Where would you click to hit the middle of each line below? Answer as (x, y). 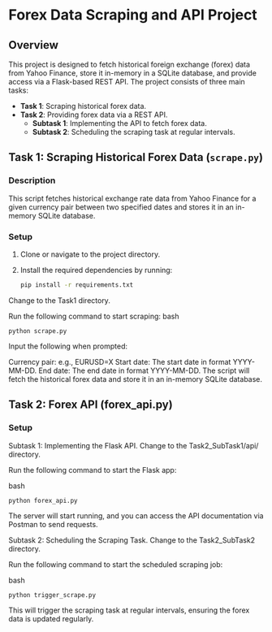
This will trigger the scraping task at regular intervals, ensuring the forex (129, 610)
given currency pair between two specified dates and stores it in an (121, 207)
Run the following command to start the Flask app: (93, 470)
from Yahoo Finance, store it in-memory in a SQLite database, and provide (133, 73)
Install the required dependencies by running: (96, 270)
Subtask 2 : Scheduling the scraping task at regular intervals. (134, 132)
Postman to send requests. (54, 524)
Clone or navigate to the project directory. (90, 254)
